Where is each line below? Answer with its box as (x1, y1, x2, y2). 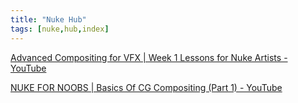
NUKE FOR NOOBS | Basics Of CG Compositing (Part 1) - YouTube (10, 81, 283, 93)
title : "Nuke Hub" (10, 14, 87, 25)
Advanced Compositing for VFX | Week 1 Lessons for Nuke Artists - (10, 51, 288, 63)
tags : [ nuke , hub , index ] (10, 24, 110, 34)
